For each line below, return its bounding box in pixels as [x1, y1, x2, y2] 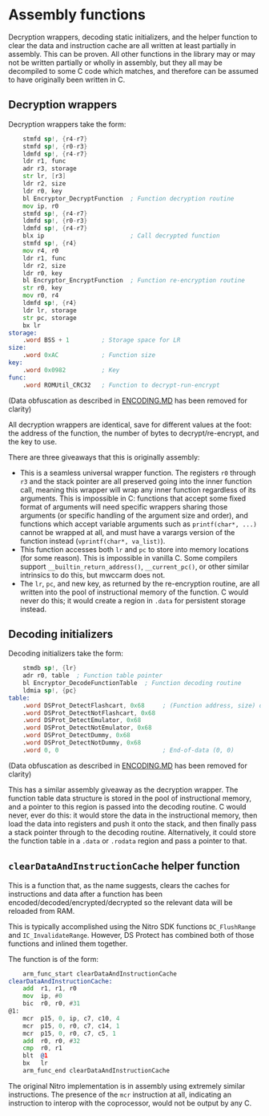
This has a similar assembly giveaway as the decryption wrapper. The [8, 785, 239, 794]
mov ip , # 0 [22, 992, 62, 1000]
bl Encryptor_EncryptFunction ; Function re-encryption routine [22, 277, 246, 285]
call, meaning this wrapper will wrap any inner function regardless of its [19, 485, 256, 494]
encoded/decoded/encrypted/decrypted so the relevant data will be [8, 897, 233, 907]
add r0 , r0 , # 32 [22, 1037, 81, 1045]
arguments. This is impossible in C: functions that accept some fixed [19, 493, 247, 503]
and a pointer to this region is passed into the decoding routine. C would [8, 801, 247, 811]
